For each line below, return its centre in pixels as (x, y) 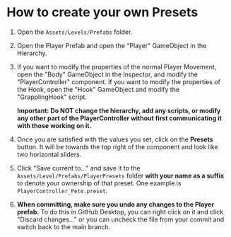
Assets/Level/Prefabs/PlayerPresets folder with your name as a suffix (120, 175)
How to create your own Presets (102, 12)
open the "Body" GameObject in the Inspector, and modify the (107, 74)
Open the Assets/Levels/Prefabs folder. (75, 32)
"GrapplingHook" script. (52, 97)
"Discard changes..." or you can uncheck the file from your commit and (120, 219)
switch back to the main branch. (64, 226)
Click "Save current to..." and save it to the (78, 168)
